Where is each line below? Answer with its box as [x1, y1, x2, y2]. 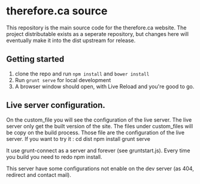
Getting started [6, 54, 65, 64]
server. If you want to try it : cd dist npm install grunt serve [6, 135, 151, 142]
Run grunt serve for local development [14, 76, 111, 83]
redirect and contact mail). [6, 171, 72, 178]
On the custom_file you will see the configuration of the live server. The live [6, 116, 192, 123]
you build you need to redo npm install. [6, 153, 102, 160]
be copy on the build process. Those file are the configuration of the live [6, 129, 184, 136]
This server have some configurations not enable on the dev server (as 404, [6, 165, 195, 172]
